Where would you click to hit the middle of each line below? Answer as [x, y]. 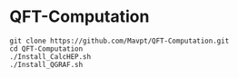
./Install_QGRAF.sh [46, 64]
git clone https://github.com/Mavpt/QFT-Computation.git [119, 41]
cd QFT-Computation [46, 49]
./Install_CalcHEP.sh [50, 56]
